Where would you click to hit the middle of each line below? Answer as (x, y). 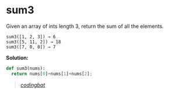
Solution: (17, 57)
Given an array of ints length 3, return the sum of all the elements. (85, 26)
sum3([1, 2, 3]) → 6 (31, 37)
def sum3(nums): (26, 68)
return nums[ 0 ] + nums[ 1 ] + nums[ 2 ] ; (52, 74)
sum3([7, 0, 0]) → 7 (31, 47)
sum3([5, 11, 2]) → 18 (34, 42)
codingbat (33, 85)
